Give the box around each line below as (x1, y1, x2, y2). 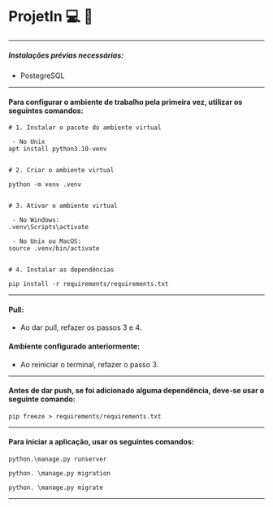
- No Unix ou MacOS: (11, 237, 82, 245)
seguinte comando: (8, 394, 76, 404)
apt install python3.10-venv (8, 145, 107, 154)
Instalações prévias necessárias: (8, 50, 124, 60)
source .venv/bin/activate (8, 245, 100, 253)
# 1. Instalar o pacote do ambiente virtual (8, 123, 162, 132)
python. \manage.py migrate (8, 483, 104, 492)
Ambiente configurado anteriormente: (8, 341, 141, 351)
